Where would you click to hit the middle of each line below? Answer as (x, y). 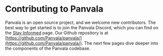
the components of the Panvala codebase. (48, 48)
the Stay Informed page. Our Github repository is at (57, 33)
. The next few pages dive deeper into (120, 43)
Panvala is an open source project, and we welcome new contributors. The (81, 22)
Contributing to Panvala (54, 9)
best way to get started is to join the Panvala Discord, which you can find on (82, 27)
